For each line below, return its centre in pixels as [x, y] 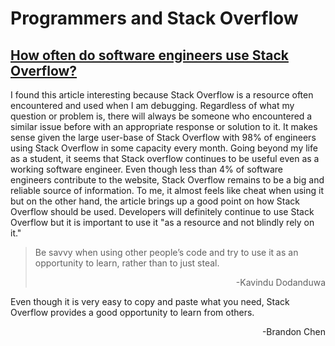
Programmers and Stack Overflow [154, 18]
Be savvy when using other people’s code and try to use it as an [166, 252]
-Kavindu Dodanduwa [280, 282]
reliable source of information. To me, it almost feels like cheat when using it [167, 190]
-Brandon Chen [293, 331]
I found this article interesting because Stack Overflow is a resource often [162, 95]
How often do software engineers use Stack [149, 55]
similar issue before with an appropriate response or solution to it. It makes [164, 126]
